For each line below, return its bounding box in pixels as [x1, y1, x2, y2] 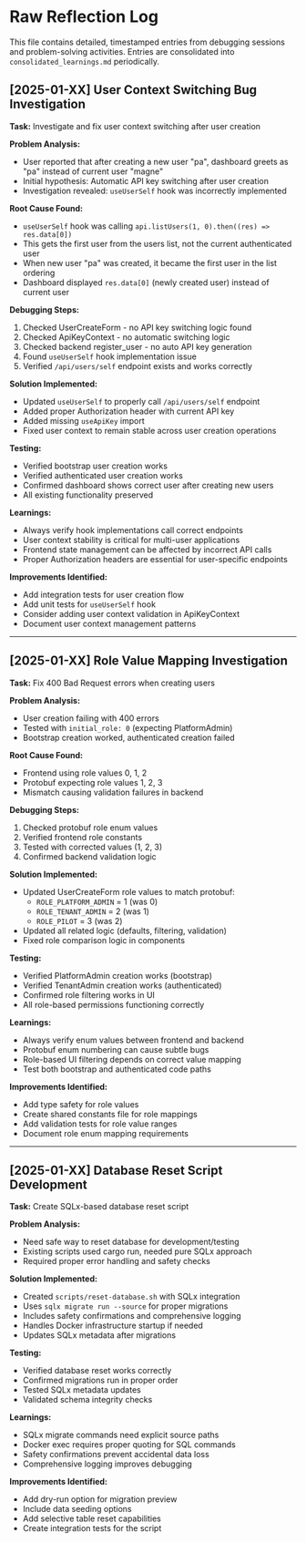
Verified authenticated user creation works [22, 469, 184, 480]
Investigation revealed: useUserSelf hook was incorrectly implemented [22, 185, 287, 196]
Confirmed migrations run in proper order [22, 1374, 178, 1386]
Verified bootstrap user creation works [22, 460, 168, 471]
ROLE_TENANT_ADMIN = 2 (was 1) [36, 905, 150, 917]
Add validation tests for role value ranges [22, 1118, 178, 1129]
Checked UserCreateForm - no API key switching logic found [22, 322, 252, 333]
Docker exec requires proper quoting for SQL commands [22, 1439, 237, 1450]
